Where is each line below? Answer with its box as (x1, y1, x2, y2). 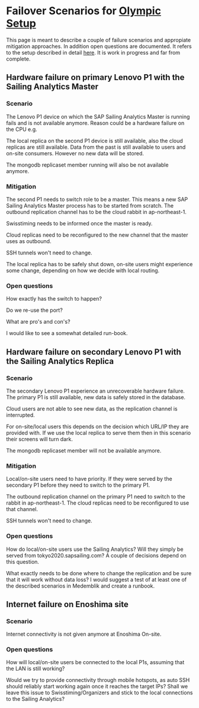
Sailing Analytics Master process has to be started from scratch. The (6, 202, 174, 209)
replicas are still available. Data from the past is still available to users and (6, 143, 186, 151)
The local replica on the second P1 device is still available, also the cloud (6, 137, 184, 144)
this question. (6, 558, 40, 565)
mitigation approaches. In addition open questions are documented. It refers (6, 43, 192, 50)
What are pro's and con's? (6, 318, 70, 326)
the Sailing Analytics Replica (6, 356, 114, 366)
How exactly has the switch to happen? (6, 295, 102, 302)
